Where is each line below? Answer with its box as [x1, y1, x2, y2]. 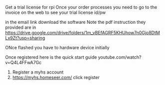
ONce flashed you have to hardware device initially [5, 45, 110, 50]
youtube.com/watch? [98, 54, 142, 60]
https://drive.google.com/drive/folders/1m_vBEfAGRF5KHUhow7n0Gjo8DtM [5, 30, 161, 35]
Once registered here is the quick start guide [5, 54, 97, 60]
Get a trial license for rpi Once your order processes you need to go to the [5, 4, 158, 10]
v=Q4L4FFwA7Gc [5, 60, 42, 65]
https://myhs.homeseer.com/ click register [12, 75, 100, 80]
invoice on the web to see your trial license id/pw [5, 9, 106, 15]
